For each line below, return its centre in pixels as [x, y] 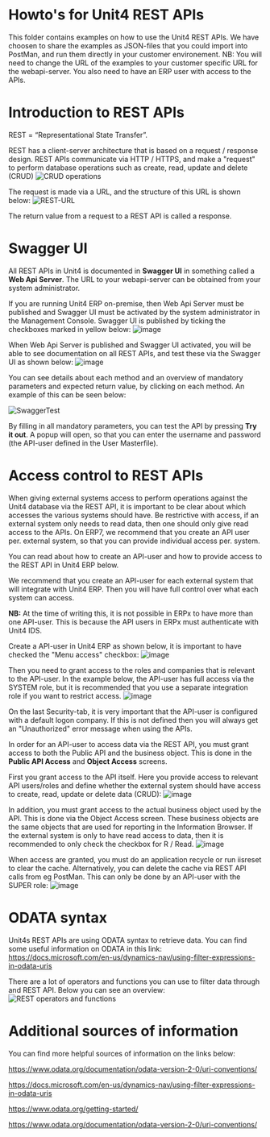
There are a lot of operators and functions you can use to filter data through [134, 981]
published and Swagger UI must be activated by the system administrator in [134, 312]
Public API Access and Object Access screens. [88, 761]
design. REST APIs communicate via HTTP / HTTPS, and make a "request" [132, 159]
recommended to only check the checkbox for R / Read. [101, 844]
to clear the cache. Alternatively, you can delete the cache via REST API [128, 868]
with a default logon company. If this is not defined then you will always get [133, 720]
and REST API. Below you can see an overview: [87, 990]
